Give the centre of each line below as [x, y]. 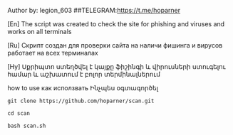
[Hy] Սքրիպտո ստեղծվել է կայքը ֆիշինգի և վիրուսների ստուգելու [116, 66]
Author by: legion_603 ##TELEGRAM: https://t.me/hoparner [94, 10]
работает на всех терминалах [53, 53]
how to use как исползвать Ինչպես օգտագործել [83, 88]
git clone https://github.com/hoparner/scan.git [81, 101]
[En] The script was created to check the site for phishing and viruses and [116, 24]
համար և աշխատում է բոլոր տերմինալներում [84, 74]
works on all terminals [40, 32]
